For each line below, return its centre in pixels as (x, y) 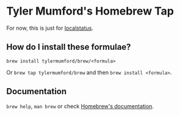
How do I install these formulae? (69, 47)
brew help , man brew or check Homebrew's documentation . (80, 106)
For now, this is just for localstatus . (50, 28)
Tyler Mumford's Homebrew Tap (90, 11)
